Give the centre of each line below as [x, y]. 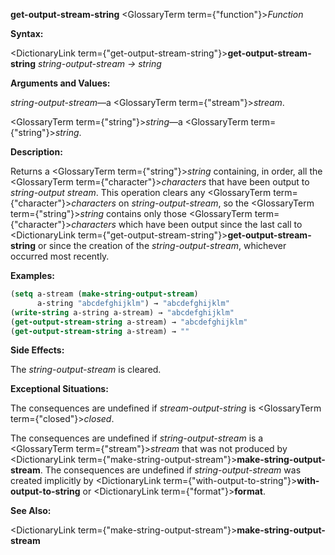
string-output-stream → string [100, 63]
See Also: [31, 511]
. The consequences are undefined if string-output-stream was [170, 470]
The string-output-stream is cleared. [86, 370]
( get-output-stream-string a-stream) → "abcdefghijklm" [129, 322]
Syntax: [27, 33]
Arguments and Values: [60, 83]
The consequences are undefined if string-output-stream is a [137, 438]
